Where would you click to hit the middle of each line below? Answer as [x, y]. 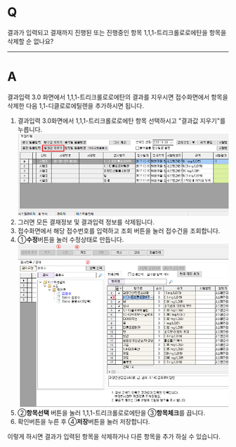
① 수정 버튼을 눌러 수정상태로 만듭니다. [71, 240]
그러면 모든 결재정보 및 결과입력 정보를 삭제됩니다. [86, 222]
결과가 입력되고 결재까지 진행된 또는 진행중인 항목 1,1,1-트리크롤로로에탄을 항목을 [117, 32]
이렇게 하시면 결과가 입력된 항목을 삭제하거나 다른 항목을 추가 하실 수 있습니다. [114, 436]
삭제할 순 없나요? [31, 41]
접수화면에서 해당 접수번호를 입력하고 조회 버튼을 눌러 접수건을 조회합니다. [119, 231]
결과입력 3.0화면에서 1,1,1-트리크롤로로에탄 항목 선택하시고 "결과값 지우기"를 [122, 121]
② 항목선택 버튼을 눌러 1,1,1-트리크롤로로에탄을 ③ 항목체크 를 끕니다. [111, 413]
